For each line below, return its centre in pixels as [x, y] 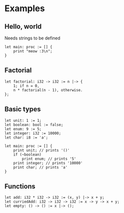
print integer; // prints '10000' [48, 163]
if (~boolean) [27, 154]
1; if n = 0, [26, 86]
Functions [20, 186]
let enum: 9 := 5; [23, 129]
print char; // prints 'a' [40, 167]
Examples [25, 9]
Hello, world [23, 27]
